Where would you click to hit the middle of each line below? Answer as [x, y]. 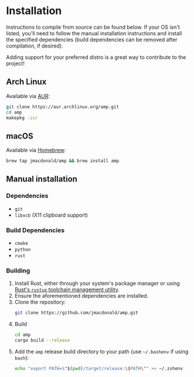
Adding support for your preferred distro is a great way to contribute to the [96, 57]
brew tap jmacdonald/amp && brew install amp [62, 161]
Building [18, 270]
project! [16, 63]
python [23, 250]
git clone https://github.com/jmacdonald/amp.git [76, 313]
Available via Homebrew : [36, 150]
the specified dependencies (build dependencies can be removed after [92, 39]
